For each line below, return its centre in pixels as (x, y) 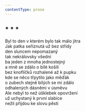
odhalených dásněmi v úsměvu (36, 88)
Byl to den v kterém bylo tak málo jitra (43, 41)
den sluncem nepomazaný (32, 51)
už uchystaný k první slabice (34, 98)
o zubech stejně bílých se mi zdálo (40, 83)
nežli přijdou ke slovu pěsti (32, 104)
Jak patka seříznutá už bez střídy (38, 46)
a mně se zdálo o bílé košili (32, 67)
